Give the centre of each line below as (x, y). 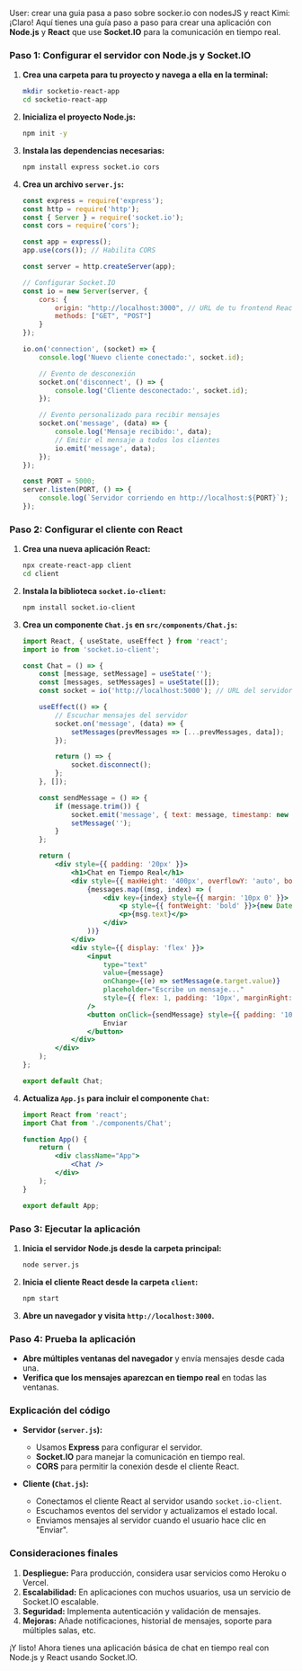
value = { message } (133, 973)
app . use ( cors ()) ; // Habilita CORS (89, 251)
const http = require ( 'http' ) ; (81, 209)
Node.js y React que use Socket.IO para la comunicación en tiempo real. (145, 32)
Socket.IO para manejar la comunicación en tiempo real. (140, 1457)
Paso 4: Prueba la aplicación (73, 1338)
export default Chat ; (63, 1081)
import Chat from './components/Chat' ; (97, 1123)
